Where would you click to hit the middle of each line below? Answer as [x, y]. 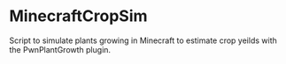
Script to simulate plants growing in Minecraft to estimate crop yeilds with [143, 40]
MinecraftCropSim [78, 16]
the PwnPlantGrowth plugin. [60, 49]
